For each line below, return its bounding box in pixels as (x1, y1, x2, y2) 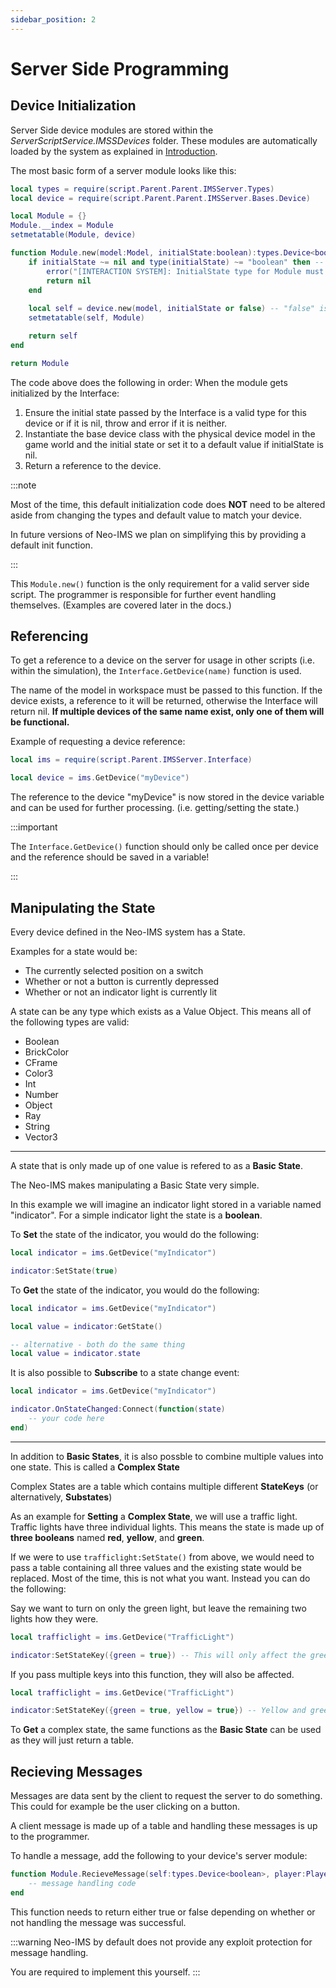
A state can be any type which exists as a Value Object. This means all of (10, 1006, 312, 1017)
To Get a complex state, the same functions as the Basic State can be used (10, 1724, 322, 1736)
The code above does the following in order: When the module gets (10, 376, 288, 388)
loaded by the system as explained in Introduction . (10, 145, 218, 157)
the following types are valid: (10, 1016, 130, 1028)
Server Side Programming (10, 57, 230, 80)
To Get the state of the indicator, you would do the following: (10, 1284, 260, 1296)
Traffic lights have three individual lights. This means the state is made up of (10, 1521, 325, 1533)
